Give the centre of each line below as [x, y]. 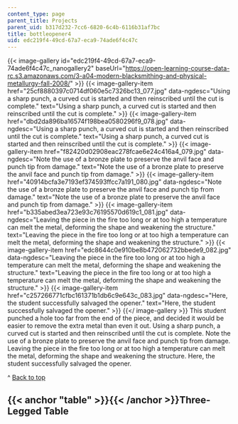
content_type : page [36, 14]
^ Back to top [27, 378]
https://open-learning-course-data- [178, 68]
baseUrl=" [110, 68]
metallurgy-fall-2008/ [39, 83]
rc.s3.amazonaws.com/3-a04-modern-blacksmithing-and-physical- [107, 76]
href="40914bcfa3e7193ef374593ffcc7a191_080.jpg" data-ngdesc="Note [115, 182]
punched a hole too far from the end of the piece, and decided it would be [116, 319]
